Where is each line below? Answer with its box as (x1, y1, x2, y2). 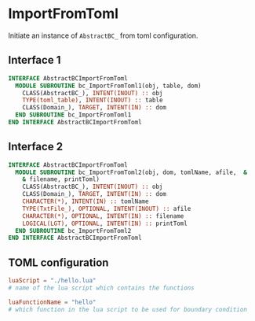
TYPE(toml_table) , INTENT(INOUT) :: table (22, 96, 163, 105)
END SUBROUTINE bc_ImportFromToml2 (15, 227, 132, 234)
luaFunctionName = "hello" (8, 298, 97, 306)
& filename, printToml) (22, 175, 100, 183)
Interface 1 (8, 53, 61, 67)
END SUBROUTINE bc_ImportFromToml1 (15, 111, 132, 119)
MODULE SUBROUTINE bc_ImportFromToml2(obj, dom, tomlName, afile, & (15, 168, 247, 176)
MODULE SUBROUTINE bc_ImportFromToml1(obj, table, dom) (15, 82, 202, 90)
